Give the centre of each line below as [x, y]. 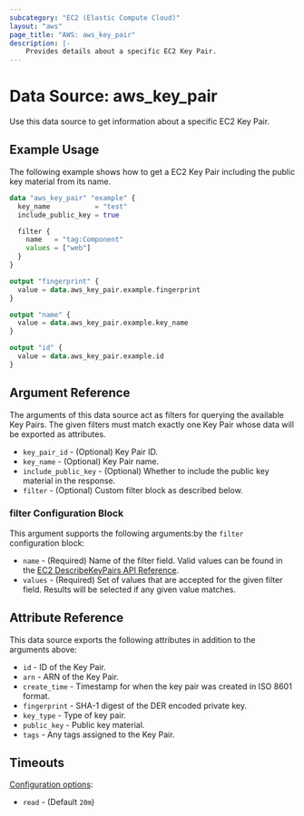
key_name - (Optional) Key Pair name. [91, 461]
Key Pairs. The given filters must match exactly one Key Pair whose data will [152, 424]
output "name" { [40, 315]
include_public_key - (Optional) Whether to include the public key [146, 471]
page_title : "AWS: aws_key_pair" [73, 34]
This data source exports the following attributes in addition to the [132, 639]
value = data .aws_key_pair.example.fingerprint [109, 290]
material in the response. [69, 481]
